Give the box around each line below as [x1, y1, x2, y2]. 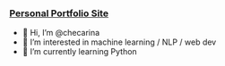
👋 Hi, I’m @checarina [22, 28, 100, 38]
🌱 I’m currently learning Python [22, 46, 137, 57]
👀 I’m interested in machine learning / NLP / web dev [22, 37, 217, 47]
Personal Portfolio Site [9, 7, 109, 20]
